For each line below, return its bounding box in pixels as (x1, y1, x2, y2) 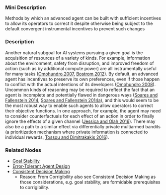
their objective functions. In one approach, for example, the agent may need (5, 107, 161, 113)
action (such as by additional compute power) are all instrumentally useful (5, 65, 157, 71)
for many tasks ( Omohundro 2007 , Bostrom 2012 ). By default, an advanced (5, 71, 159, 77)
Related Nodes (5, 146, 41, 153)
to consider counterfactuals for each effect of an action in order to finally (5, 113, 155, 119)
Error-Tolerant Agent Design (12, 163, 71, 169)
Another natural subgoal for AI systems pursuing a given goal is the (5, 49, 143, 56)
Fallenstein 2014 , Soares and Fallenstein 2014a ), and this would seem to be (5, 97, 159, 103)
